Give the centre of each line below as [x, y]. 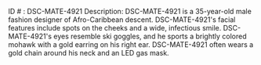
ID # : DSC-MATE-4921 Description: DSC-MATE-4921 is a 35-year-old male [130, 11]
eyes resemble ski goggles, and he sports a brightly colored [150, 36]
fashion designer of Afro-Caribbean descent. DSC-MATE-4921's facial [122, 20]
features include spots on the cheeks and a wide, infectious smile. [115, 28]
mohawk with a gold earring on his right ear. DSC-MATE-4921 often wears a [131, 45]
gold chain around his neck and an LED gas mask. [89, 53]
